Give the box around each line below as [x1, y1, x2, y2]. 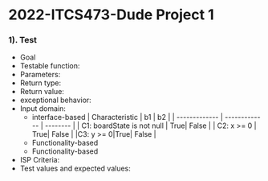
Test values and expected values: [19, 163, 131, 174]
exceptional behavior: [19, 95, 92, 105]
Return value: [19, 87, 64, 97]
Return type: [19, 78, 62, 88]
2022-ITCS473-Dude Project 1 [8, 6, 214, 24]
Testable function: [19, 61, 80, 71]
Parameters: [19, 70, 61, 80]
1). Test [8, 35, 38, 46]
